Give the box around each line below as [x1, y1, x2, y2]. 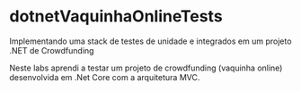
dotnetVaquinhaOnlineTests [9, 6, 223, 27]
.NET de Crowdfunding [9, 45, 94, 55]
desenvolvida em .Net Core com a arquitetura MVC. [9, 71, 200, 82]
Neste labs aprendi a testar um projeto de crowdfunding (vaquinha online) [9, 62, 283, 73]
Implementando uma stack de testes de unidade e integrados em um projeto [9, 36, 292, 46]
